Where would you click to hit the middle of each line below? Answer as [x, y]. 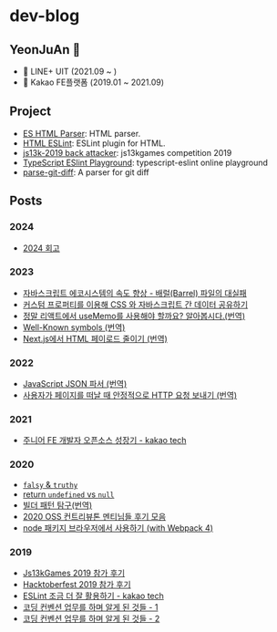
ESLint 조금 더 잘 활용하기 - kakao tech [93, 596]
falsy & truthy [50, 484]
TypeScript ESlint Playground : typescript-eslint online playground [145, 162]
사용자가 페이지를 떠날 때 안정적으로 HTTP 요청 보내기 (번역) [130, 395]
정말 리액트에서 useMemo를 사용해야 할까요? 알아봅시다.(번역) [134, 316]
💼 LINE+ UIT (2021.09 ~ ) [70, 71]
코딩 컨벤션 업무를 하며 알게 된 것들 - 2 [91, 618]
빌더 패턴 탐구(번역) [57, 505]
